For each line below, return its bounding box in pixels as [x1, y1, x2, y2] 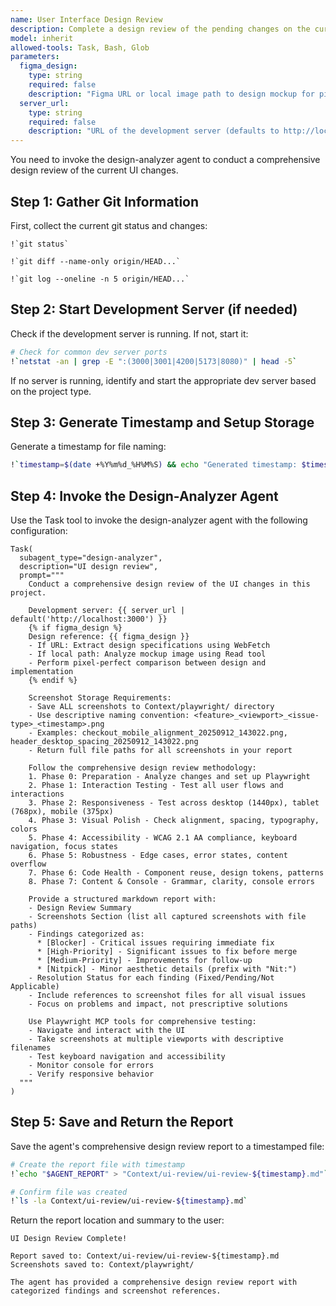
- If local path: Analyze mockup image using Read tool [28, 649, 267, 659]
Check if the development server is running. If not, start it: [10, 327, 249, 340]
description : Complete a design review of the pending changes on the [10, 24, 311, 34]
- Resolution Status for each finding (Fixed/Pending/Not [28, 973, 275, 983]
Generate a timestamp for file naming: [10, 441, 167, 453]
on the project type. [10, 385, 92, 397]
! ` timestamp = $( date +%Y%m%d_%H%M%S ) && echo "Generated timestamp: [10, 460, 298, 470]
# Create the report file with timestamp [10, 1159, 186, 1170]
